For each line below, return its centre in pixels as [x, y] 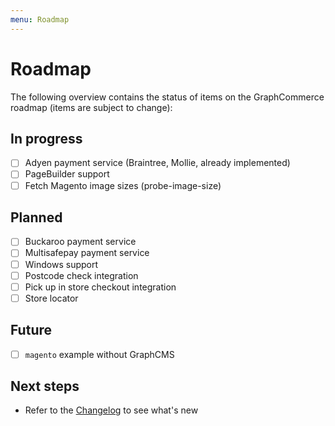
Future [31, 330]
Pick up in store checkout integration [100, 287]
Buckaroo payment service [80, 242]
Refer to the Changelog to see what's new [111, 410]
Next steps [45, 386]
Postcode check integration [81, 275]
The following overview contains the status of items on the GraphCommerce [167, 97]
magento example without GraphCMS [99, 354]
